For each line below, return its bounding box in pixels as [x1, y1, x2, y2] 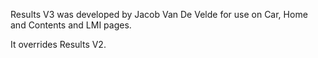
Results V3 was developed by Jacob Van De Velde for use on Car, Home [10, 9, 308, 20]
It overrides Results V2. [10, 39, 107, 50]
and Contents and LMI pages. [10, 19, 132, 31]
